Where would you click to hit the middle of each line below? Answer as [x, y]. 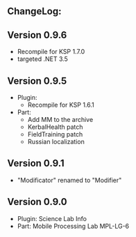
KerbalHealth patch [55, 127]
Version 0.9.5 [37, 81]
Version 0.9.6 [37, 35]
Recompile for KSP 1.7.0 [51, 52]
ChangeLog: [34, 11]
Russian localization [56, 142]
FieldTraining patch [55, 134]
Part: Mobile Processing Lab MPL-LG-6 [73, 226]
